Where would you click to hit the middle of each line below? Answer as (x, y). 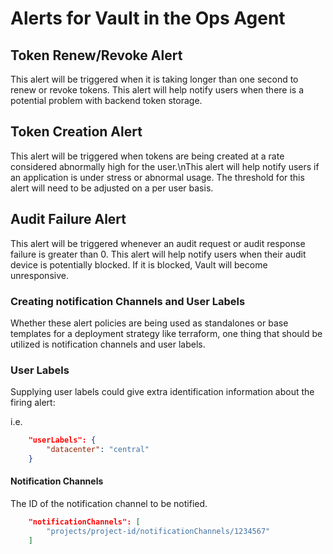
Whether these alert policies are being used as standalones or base (149, 323)
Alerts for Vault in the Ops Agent (148, 18)
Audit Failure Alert (68, 219)
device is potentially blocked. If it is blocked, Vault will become (139, 264)
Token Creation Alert (76, 132)
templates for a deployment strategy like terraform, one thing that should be (166, 333)
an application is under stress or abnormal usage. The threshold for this (157, 177)
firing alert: (33, 403)
